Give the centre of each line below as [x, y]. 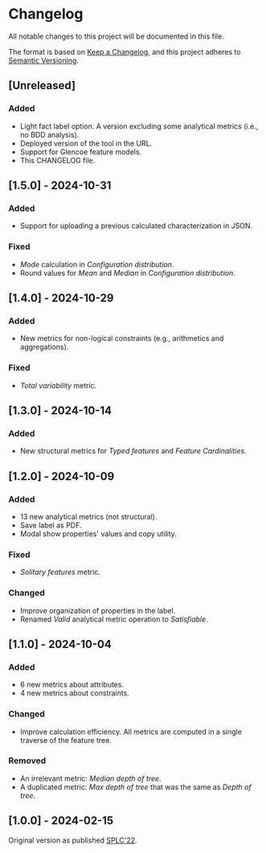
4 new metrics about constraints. [75, 693]
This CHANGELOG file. [57, 160]
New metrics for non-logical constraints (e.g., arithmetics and [122, 338]
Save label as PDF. [51, 525]
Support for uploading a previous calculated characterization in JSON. [136, 226]
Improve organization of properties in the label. [98, 610]
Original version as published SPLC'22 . [73, 840]
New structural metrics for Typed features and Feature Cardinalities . [133, 451]
